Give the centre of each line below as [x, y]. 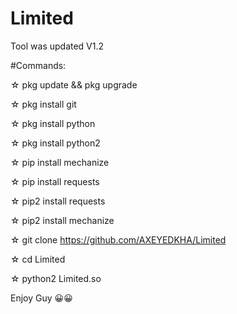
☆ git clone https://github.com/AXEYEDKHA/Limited [118, 239]
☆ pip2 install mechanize [62, 220]
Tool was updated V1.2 [57, 46]
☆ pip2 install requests [58, 201]
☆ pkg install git [43, 104]
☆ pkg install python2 [55, 143]
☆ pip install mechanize [60, 162]
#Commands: [38, 65]
